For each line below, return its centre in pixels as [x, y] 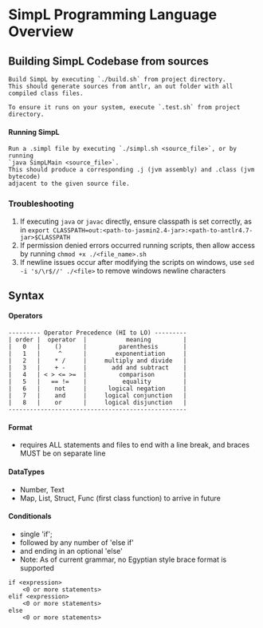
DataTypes [27, 472]
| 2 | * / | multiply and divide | [98, 361]
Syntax [26, 296]
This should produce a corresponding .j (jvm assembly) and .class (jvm [131, 170]
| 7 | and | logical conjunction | [98, 396]
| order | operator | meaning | [98, 340]
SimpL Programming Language [113, 15]
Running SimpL [34, 132]
